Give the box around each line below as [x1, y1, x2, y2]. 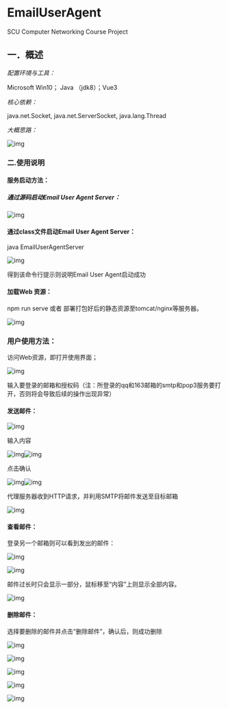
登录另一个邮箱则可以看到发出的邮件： [7, 539, 115, 547]
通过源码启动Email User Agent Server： [7, 193, 121, 201]
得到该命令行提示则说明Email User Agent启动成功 [7, 270, 146, 279]
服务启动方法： [7, 176, 49, 185]
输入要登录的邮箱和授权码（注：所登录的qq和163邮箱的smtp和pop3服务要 [7, 381, 216, 389]
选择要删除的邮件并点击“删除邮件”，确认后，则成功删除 [7, 627, 163, 636]
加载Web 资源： [7, 288, 53, 296]
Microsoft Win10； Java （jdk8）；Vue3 [7, 83, 118, 91]
